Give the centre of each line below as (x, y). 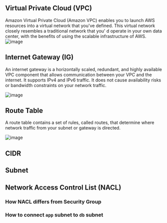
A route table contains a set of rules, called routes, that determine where (80, 122)
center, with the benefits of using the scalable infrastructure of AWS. (76, 36)
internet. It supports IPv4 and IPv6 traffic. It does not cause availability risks (83, 80)
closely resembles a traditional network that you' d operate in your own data (84, 31)
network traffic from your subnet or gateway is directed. (63, 128)
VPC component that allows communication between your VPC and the (79, 74)
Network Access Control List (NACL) (63, 187)
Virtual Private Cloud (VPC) (49, 8)
